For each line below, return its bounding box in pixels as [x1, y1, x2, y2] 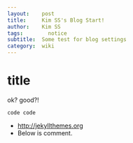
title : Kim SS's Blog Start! [7, 17, 105, 24]
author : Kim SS [7, 23, 61, 30]
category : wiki [7, 43, 55, 50]
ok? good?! [7, 96, 40, 104]
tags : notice [7, 29, 68, 37]
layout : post [7, 10, 55, 17]
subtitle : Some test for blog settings [7, 36, 127, 43]
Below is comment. [17, 128, 73, 137]
